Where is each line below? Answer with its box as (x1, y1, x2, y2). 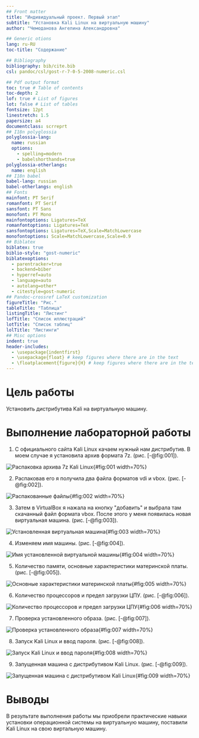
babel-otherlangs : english (6, 184, 73, 190)
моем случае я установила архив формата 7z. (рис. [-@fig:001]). (14, 451, 179, 459)
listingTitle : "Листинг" (6, 310, 68, 317)
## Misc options (6, 332, 46, 338)
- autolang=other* (11, 283, 57, 289)
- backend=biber (11, 267, 52, 272)
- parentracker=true (11, 261, 62, 267)
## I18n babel (6, 173, 41, 179)
